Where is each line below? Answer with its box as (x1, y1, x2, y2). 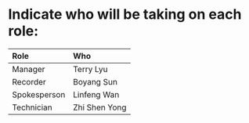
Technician (12, 102, 52, 113)
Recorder (12, 76, 47, 87)
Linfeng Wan (73, 89, 120, 99)
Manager (12, 63, 45, 74)
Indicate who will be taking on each (8, 5, 242, 24)
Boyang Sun (73, 76, 117, 87)
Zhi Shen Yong (73, 102, 127, 113)
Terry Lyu (73, 63, 108, 74)
